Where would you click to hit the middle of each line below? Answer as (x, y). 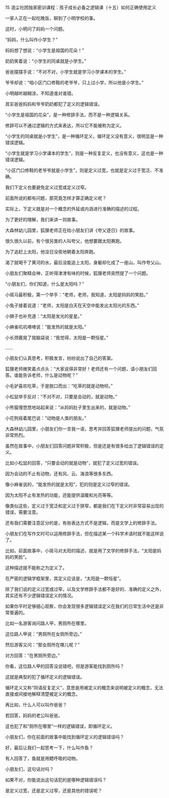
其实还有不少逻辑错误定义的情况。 (40, 595)
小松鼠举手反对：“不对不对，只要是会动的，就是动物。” (61, 396)
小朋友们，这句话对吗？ (29, 769)
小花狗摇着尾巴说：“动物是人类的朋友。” (46, 418)
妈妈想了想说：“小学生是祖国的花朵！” (45, 50)
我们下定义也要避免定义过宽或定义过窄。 (47, 187)
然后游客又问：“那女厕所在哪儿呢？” (43, 645)
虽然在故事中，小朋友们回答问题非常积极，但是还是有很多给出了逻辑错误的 (82, 446)
